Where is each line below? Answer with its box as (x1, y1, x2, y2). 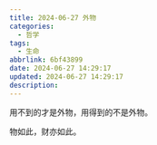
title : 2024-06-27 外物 (9, 13, 97, 23)
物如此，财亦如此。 (9, 126, 82, 137)
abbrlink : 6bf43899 (9, 55, 83, 64)
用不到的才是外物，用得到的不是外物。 (9, 106, 152, 118)
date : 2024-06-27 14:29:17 (9, 64, 112, 73)
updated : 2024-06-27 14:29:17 (9, 72, 124, 82)
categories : (9, 22, 54, 31)
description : (9, 81, 59, 90)
